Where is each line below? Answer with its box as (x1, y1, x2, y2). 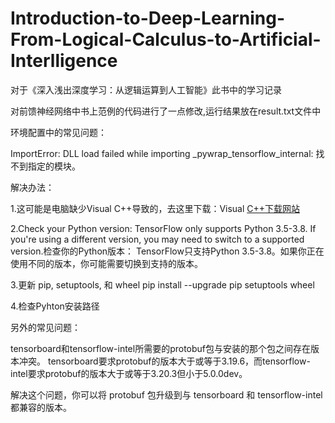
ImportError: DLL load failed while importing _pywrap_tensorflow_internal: (10, 147, 314, 159)
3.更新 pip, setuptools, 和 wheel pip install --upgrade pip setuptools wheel (10, 278, 315, 291)
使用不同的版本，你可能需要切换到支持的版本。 (10, 257, 203, 269)
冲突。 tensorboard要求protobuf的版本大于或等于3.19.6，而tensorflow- (18, 355, 311, 367)
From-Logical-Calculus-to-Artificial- (10, 28, 322, 51)
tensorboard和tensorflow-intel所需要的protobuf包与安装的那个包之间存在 (10, 342, 312, 354)
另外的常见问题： (10, 321, 81, 333)
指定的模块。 (27, 160, 81, 172)
